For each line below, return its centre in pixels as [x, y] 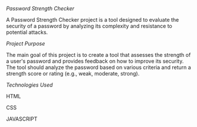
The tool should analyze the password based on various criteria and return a [98, 67]
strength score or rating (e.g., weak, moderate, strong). [73, 73]
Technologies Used [29, 85]
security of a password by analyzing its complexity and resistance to [89, 26]
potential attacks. [27, 32]
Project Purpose [26, 44]
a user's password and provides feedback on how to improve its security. [95, 61]
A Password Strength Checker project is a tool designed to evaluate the [93, 20]
